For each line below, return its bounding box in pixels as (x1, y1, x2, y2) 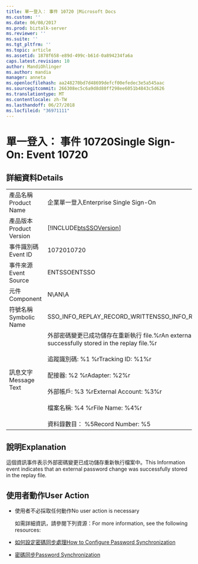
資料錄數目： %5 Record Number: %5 (47, 420, 151, 429)
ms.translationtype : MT (6, 91, 65, 97)
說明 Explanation (6, 442, 67, 452)
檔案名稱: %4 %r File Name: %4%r (47, 404, 143, 412)
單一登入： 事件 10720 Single (6, 135, 146, 148)
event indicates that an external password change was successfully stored (6, 465, 187, 473)
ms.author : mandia (6, 69, 51, 75)
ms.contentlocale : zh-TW (6, 96, 67, 102)
